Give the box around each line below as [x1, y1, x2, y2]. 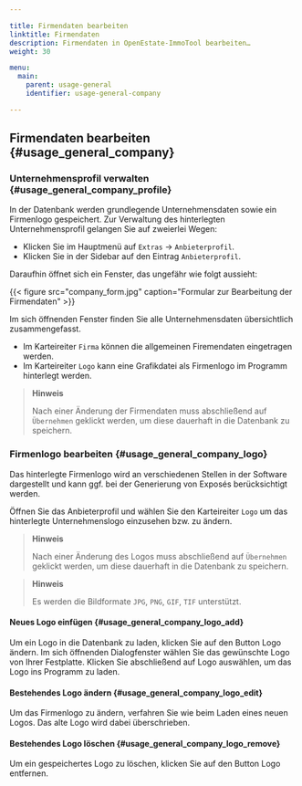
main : [17, 72, 39, 81]
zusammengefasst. [9, 323, 82, 334]
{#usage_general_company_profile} [9, 183, 172, 196]
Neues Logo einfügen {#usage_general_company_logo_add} [9, 617, 245, 628]
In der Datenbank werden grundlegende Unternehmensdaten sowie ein [9, 204, 276, 215]
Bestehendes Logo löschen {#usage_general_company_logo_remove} [9, 738, 281, 749]
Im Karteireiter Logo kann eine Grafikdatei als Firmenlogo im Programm [22, 361, 287, 372]
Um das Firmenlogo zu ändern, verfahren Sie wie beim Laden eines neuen [9, 707, 289, 718]
